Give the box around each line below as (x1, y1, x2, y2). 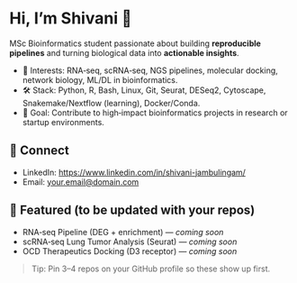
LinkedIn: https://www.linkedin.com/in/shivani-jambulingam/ (22, 167, 246, 178)
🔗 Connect (9, 143, 69, 159)
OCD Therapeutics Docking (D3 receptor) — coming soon (22, 245, 238, 256)
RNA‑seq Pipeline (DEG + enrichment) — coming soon (22, 226, 224, 237)
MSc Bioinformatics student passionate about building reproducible (9, 38, 261, 49)
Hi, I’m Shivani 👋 (9, 8, 132, 29)
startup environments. (22, 116, 105, 127)
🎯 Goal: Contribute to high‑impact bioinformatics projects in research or (22, 107, 288, 118)
